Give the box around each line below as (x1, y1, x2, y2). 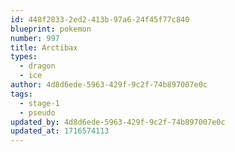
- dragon (19, 61, 56, 71)
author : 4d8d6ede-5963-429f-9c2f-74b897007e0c (10, 80, 208, 90)
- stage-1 (19, 98, 60, 108)
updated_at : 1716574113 (10, 126, 110, 136)
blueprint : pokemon (10, 24, 92, 34)
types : (10, 52, 38, 62)
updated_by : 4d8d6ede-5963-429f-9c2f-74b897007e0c (10, 117, 226, 127)
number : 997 (10, 33, 60, 43)
